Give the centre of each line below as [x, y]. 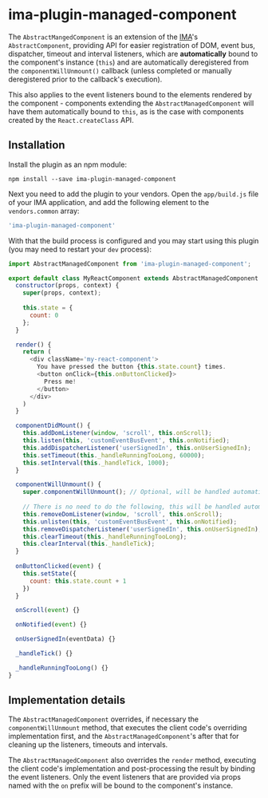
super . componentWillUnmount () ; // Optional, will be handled [126, 492]
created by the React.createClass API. [71, 120]
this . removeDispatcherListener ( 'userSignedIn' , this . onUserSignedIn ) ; [142, 529]
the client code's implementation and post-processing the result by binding [132, 768]
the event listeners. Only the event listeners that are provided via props [125, 777]
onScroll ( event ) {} [48, 610]
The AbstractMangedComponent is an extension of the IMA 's [103, 37]
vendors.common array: [44, 211]
